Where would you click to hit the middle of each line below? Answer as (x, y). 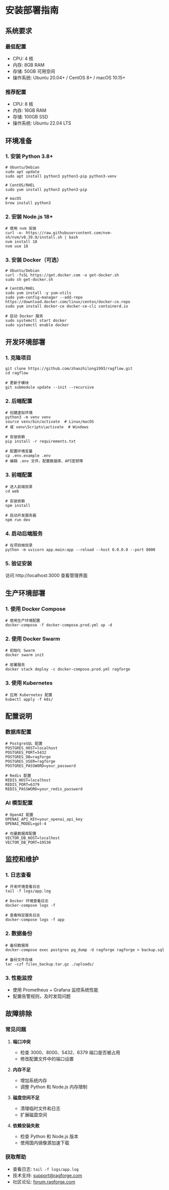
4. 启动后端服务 (24, 533)
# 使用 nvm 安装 (21, 229)
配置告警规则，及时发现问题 (42, 996)
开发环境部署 (25, 342)
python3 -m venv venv (28, 418)
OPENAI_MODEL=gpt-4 (26, 824)
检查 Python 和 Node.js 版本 (49, 1136)
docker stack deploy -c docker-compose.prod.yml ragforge (68, 669)
